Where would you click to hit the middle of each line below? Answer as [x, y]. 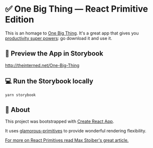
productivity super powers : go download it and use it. [59, 38]
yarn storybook [20, 95]
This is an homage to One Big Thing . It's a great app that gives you [72, 33]
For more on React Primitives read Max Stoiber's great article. [67, 140]
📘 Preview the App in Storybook [54, 54]
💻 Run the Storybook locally [49, 81]
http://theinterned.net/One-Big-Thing [42, 65]
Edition [19, 20]
